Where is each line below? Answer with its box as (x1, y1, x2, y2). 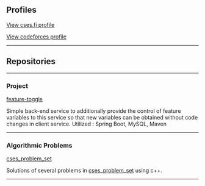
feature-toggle (6, 95, 43, 102)
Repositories (6, 56, 56, 66)
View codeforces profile (6, 33, 67, 40)
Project (6, 82, 29, 90)
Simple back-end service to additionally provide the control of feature (6, 107, 181, 115)
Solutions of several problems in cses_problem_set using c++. (6, 167, 163, 174)
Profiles (6, 5, 37, 15)
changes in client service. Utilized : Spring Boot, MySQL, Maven (6, 120, 167, 127)
